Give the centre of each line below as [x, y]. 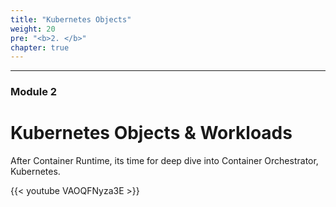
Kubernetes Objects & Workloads [151, 133]
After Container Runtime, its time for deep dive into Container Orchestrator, [164, 161]
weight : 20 [33, 29]
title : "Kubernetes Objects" [71, 19]
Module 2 [34, 92]
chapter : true [40, 47]
